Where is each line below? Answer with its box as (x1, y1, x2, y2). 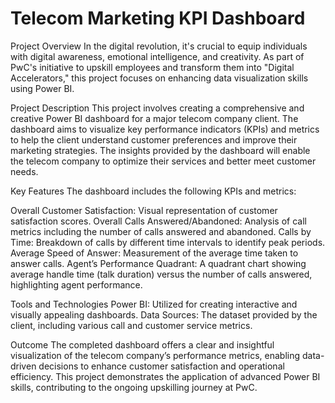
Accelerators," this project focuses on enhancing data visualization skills (10, 72, 309, 84)
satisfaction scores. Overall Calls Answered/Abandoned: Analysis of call (10, 215, 307, 227)
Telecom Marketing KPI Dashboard (10, 7, 306, 30)
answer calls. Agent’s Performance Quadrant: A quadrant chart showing (10, 257, 307, 269)
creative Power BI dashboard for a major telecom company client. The (10, 112, 299, 124)
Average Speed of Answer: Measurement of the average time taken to (10, 247, 299, 259)
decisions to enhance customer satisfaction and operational (38, 360, 285, 372)
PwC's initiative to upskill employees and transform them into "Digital (10, 61, 295, 73)
